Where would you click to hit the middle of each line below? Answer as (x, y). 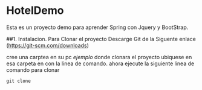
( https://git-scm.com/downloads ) (48, 45)
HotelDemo (35, 11)
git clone (19, 81)
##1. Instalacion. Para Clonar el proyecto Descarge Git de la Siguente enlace (101, 39)
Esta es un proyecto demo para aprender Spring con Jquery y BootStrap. (97, 27)
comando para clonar (33, 69)
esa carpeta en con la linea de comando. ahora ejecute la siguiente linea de (100, 63)
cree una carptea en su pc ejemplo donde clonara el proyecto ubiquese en (99, 57)
